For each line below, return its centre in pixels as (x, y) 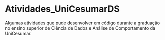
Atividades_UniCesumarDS (62, 9)
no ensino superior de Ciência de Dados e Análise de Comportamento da (80, 28)
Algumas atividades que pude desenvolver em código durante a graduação (83, 23)
